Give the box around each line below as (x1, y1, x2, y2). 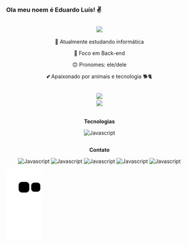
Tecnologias (83, 117, 115, 125)
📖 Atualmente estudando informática (54, 38, 144, 45)
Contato (89, 146, 110, 153)
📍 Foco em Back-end (73, 50, 125, 57)
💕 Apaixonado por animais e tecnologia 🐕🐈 (46, 73, 153, 80)
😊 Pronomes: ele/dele (72, 61, 127, 68)
